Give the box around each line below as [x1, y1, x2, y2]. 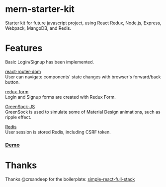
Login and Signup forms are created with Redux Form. [5, 94, 116, 100]
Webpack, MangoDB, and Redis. [5, 25, 72, 31]
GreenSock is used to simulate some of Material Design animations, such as [5, 109, 161, 115]
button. [5, 79, 20, 85]
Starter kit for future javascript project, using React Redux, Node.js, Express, [5, 20, 162, 26]
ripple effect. [5, 114, 31, 120]
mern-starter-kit [5, 3, 75, 15]
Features [5, 43, 43, 54]
